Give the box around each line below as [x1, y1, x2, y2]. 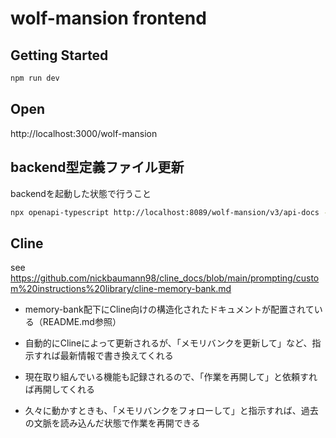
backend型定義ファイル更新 [10, 159, 185, 176]
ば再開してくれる [24, 383, 95, 396]
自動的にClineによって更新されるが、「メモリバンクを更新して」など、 [24, 337, 313, 349]
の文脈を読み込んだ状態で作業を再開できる [24, 417, 201, 429]
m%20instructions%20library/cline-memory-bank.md [10, 283, 232, 295]
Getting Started [10, 47, 109, 64]
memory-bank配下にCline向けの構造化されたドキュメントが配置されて [24, 303, 315, 316]
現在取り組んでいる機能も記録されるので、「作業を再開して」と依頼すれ [24, 371, 318, 383]
